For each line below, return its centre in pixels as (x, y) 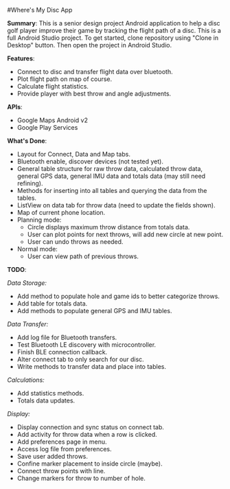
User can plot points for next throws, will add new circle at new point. (125, 234)
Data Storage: (27, 283)
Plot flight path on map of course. (65, 79)
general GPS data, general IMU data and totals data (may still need (111, 176)
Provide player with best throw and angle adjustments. (94, 93)
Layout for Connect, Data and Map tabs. (73, 154)
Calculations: (26, 380)
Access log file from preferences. (64, 449)
